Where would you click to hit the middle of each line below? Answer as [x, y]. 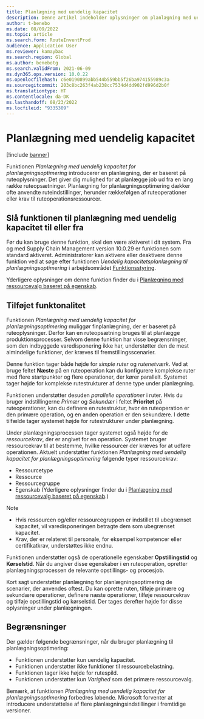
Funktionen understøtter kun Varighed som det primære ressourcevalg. [104, 679]
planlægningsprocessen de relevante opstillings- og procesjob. [85, 570]
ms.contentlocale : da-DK [38, 97]
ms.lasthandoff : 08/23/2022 [42, 102]
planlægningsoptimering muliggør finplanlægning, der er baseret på [91, 326]
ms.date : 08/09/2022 [32, 29]
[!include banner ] [28, 155]
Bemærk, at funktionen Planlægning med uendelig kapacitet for [86, 691]
